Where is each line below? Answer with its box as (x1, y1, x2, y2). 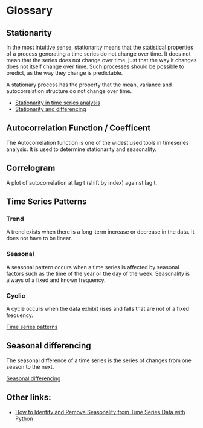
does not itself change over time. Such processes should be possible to (6, 63, 184, 70)
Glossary (6, 4, 53, 18)
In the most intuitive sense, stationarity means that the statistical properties (6, 43, 193, 51)
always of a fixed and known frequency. (6, 276, 106, 284)
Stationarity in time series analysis (14, 99, 101, 106)
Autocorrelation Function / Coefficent (6, 123, 151, 133)
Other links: (6, 392, 51, 403)
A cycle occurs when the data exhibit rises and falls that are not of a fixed (6, 305, 189, 312)
